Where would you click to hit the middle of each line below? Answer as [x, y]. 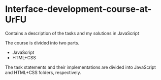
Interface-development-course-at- [78, 9]
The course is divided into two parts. [42, 42]
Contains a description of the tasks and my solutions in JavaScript [72, 33]
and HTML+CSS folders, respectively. [43, 72]
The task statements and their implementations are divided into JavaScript [80, 67]
